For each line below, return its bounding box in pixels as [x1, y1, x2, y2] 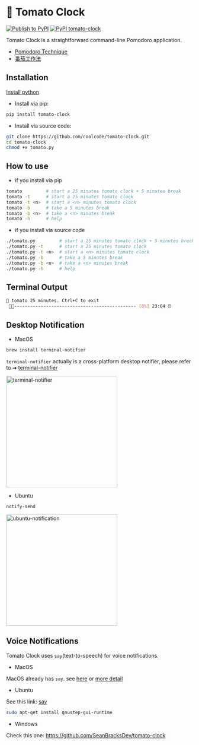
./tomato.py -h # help [6, 265, 76, 272]
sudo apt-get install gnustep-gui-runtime [6, 709, 113, 715]
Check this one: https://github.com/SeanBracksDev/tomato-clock [6, 731, 166, 738]
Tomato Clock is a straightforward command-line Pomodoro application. [6, 36, 182, 43]
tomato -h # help [6, 216, 62, 222]
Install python [6, 88, 40, 96]
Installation [6, 72, 49, 83]
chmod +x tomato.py [6, 145, 54, 151]
